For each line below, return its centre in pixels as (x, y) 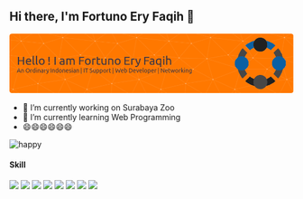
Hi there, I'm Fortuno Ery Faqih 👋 (102, 17)
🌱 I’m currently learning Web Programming (101, 117)
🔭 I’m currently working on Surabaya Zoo (98, 107)
